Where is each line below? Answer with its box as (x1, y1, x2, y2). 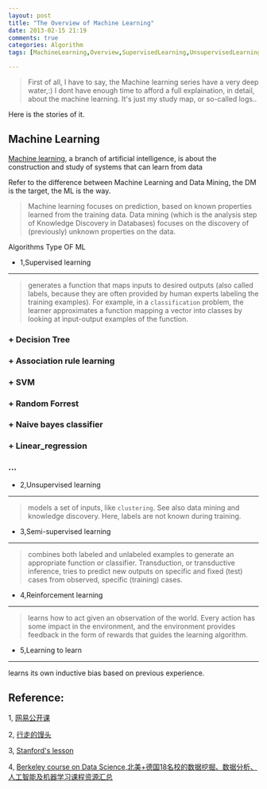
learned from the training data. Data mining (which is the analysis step (27, 210, 257, 219)
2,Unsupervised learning (19, 480, 101, 489)
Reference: (8, 691, 64, 705)
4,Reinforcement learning (19, 590, 103, 600)
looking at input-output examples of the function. (27, 314, 189, 323)
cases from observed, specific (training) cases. (27, 574, 183, 584)
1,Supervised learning (19, 257, 91, 267)
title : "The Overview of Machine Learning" (8, 19, 155, 27)
